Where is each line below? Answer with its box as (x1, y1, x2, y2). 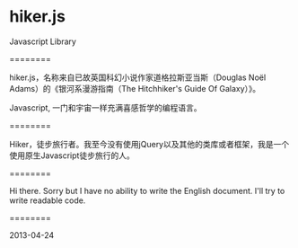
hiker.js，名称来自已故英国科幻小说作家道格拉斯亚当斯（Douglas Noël (9, 72, 267, 83)
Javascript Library (9, 36, 76, 47)
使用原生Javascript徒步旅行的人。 (9, 150, 135, 161)
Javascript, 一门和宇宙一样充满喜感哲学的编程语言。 (9, 102, 202, 113)
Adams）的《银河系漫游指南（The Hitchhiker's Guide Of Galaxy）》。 (9, 83, 261, 93)
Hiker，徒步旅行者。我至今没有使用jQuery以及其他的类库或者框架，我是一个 (9, 138, 290, 149)
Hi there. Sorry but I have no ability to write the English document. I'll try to (9, 185, 285, 196)
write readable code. (9, 195, 86, 206)
